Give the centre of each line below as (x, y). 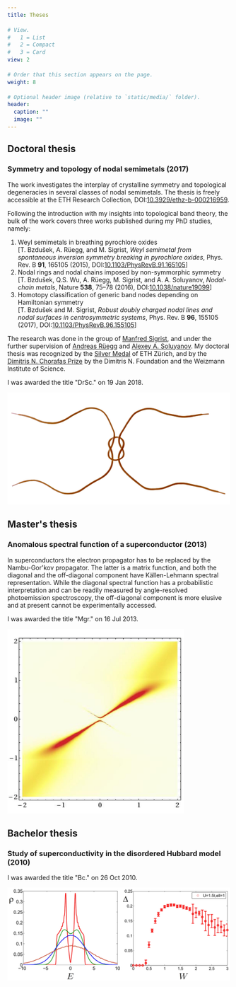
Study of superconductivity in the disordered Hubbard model (114, 853)
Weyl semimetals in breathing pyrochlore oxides (87, 242)
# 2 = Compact (31, 45)
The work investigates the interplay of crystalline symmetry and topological (117, 185)
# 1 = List (26, 37)
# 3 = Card (26, 52)
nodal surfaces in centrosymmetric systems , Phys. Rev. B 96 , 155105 (118, 317)
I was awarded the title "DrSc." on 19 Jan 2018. (75, 382)
